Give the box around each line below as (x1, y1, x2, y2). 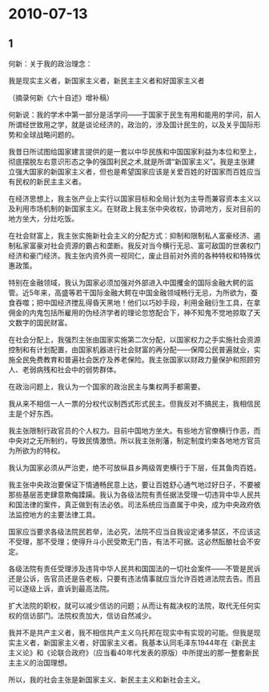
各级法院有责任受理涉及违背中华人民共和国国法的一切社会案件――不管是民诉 (8, 564, 261, 573)
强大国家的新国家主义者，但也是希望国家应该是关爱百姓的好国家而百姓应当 (14, 167, 261, 176)
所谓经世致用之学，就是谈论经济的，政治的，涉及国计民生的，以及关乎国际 (8, 120, 254, 129)
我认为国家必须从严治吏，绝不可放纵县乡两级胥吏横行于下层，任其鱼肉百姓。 (8, 463, 261, 472)
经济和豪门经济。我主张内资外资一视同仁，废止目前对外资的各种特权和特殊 (8, 251, 254, 260)
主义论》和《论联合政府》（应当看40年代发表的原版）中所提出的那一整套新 (8, 648, 252, 657)
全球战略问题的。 (22, 130, 78, 139)
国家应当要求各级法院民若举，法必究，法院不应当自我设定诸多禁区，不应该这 (8, 527, 261, 536)
